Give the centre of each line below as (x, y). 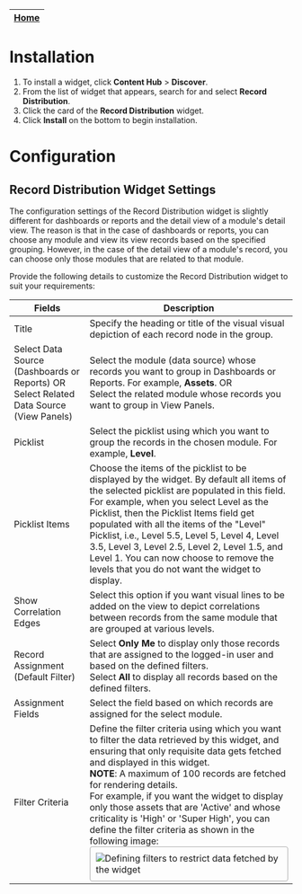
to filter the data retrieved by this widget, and (184, 739)
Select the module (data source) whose (173, 360)
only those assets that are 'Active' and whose (185, 807)
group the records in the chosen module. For (183, 442)
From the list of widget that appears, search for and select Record (144, 91)
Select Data (38, 349)
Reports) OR (40, 383)
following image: (124, 841)
